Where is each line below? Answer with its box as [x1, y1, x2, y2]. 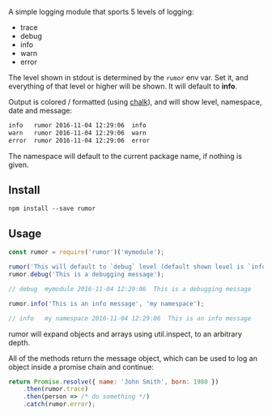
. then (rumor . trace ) [23, 385, 89, 393]
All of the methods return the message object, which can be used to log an [8, 353, 257, 363]
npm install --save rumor [8, 204, 96, 213]
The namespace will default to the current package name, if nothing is [8, 151, 243, 161]
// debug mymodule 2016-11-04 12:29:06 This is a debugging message [8, 285, 252, 293]
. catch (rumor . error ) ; [23, 401, 96, 409]
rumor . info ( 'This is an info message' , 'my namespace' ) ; [8, 299, 205, 307]
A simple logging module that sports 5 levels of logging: [8, 7, 194, 16]
